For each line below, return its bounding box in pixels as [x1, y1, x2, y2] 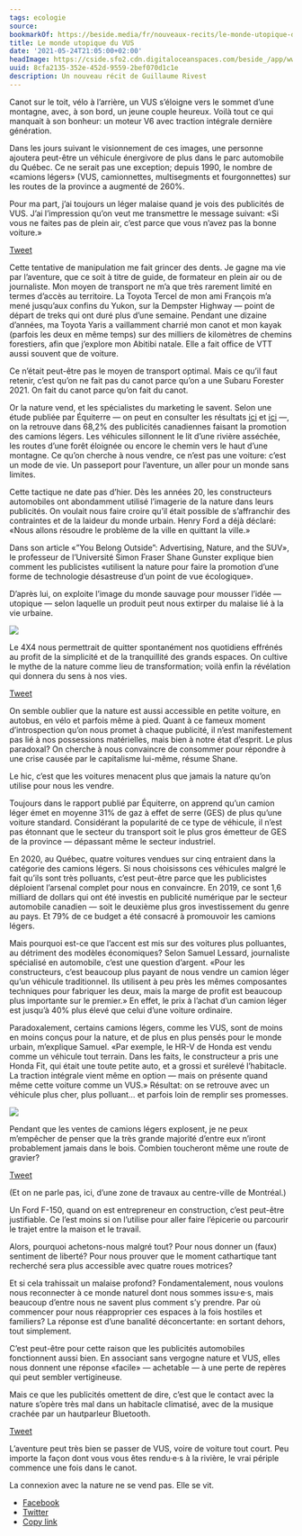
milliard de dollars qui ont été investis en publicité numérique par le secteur [9, 891, 288, 902]
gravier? [9, 1152, 40, 1162]
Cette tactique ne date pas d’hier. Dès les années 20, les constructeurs [9, 486, 272, 497]
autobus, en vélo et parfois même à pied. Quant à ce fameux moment [9, 715, 266, 726]
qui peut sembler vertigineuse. [9, 1371, 123, 1382]
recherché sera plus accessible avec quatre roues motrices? [9, 1260, 234, 1270]
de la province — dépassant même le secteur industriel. [9, 836, 216, 846]
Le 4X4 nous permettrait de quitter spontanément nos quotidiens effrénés [9, 641, 283, 653]
